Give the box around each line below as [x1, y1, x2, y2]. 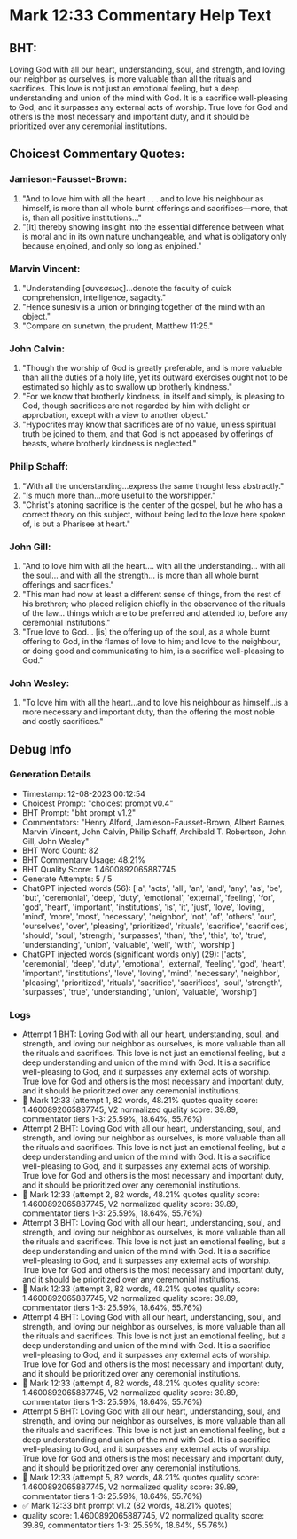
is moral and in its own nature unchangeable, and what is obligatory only [21, 231, 287, 241]
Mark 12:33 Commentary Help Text [9, 5, 272, 26]
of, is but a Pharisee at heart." [21, 518, 131, 529]
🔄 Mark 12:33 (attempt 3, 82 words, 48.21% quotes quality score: [21, 1283, 260, 1294]
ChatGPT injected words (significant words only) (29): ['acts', [21, 949, 246, 959]
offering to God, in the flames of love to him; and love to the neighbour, [21, 635, 281, 646]
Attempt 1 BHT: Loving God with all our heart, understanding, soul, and [21, 1029, 280, 1039]
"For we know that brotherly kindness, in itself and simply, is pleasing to [21, 391, 285, 402]
